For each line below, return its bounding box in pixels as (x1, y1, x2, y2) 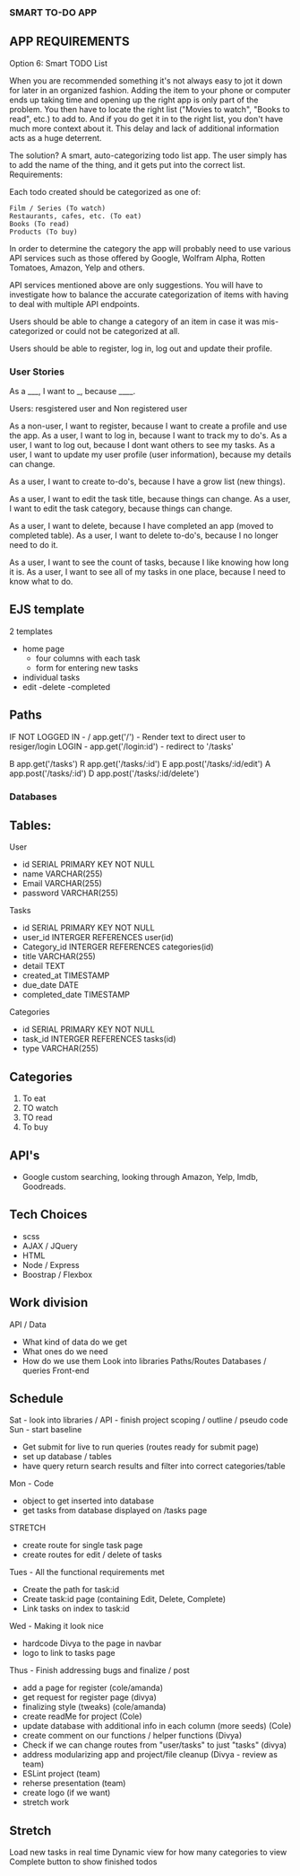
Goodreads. (21, 1181, 66, 1192)
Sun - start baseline (9, 1424, 82, 1435)
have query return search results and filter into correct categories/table (21, 1461, 286, 1472)
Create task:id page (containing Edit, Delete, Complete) (21, 1594, 227, 1605)
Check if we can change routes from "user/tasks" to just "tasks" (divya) (21, 1739, 287, 1750)
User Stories (9, 366, 65, 378)
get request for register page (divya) (21, 1692, 157, 1703)
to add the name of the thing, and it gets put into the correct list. (9, 159, 245, 170)
